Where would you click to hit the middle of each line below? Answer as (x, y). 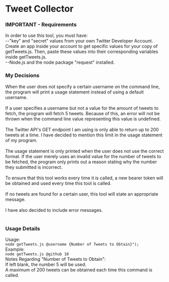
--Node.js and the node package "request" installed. (60, 62)
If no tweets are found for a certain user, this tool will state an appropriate (82, 194)
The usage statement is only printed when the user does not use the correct (85, 151)
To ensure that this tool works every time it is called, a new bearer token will (84, 178)
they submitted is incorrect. (34, 167)
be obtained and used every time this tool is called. (58, 183)
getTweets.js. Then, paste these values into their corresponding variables (82, 52)
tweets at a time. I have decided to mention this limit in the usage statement (84, 135)
